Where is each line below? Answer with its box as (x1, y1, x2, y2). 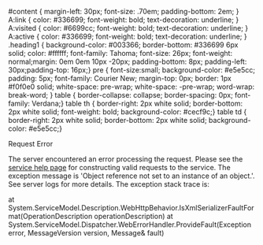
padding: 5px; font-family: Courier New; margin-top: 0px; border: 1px (8, 74, 232, 83)
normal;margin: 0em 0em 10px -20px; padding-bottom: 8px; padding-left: (8, 57, 247, 66)
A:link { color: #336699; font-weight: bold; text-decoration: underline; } (8, 15, 239, 24)
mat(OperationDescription (8, 212, 93, 221)
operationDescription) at (94, 212, 173, 221)
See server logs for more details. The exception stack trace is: (8, 180, 210, 188)
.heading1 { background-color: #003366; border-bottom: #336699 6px (8, 40, 239, 50)
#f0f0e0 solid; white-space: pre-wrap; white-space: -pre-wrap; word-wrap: (8, 82, 255, 91)
